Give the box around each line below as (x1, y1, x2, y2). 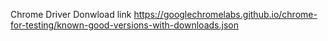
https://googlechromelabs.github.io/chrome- (133, 9, 318, 20)
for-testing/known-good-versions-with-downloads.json (10, 19, 239, 31)
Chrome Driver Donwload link (10, 9, 132, 20)
